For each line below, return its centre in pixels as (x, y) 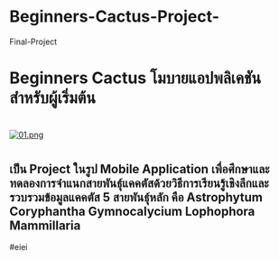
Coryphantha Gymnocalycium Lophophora (132, 211)
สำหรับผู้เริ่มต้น (53, 98)
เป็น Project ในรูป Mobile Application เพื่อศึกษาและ (139, 169)
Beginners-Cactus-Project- (114, 17)
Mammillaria (45, 225)
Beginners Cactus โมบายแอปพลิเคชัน (135, 78)
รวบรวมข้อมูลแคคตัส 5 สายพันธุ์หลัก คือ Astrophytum (136, 197)
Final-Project (33, 42)
